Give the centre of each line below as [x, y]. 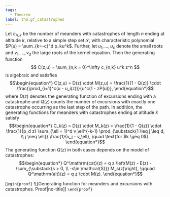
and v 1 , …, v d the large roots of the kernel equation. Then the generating [80, 53]
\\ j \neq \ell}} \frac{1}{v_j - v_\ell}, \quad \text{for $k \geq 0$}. [85, 136]
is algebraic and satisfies [31, 75]
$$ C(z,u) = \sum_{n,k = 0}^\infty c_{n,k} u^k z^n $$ [85, 67]
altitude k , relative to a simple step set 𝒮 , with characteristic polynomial [80, 41]
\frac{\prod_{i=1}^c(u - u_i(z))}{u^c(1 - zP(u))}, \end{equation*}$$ [85, 88]
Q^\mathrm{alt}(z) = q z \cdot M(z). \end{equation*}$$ [85, 174]
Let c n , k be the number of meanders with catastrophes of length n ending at [85, 34]
